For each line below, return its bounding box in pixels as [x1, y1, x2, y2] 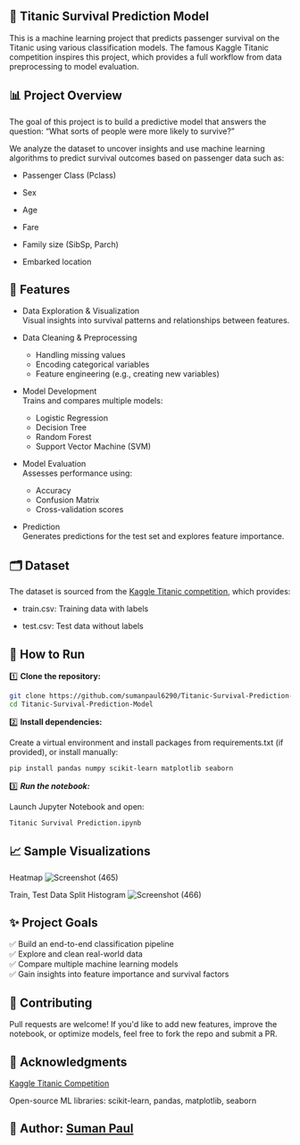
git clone [9, 692, 46, 701]
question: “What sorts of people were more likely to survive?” [9, 126, 235, 137]
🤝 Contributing [9, 995, 93, 1010]
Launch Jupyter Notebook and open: [9, 801, 145, 812]
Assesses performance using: [21, 468, 132, 478]
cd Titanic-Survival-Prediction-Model [9, 700, 154, 709]
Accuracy [35, 485, 71, 496]
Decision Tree [35, 422, 87, 433]
